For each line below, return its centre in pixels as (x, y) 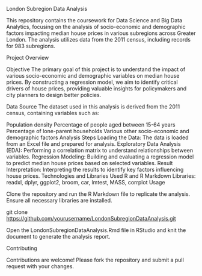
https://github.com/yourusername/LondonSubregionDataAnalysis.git (91, 218)
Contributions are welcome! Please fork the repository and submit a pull (95, 260)
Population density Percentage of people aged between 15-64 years (91, 125)
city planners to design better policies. (54, 95)
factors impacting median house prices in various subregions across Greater (101, 33)
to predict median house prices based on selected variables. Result (90, 163)
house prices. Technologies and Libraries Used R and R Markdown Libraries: (101, 176)
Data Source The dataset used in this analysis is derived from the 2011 (93, 107)
